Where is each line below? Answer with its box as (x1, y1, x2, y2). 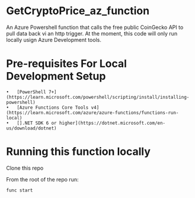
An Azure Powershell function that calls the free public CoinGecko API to (6, 24, 184, 31)
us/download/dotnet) (6, 125, 57, 131)
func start (6, 187, 33, 193)
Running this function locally (6, 145, 151, 158)
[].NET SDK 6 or (17, 120, 57, 126)
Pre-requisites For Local (6, 57, 127, 70)
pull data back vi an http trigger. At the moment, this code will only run (6, 30, 178, 37)
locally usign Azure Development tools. (6, 36, 102, 43)
